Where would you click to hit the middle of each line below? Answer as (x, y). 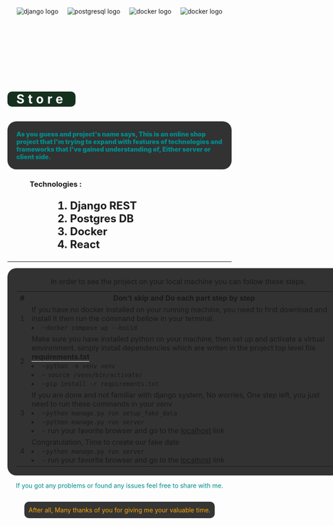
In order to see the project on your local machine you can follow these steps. (178, 281)
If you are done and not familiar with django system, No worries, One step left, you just (176, 395)
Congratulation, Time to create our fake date (106, 442)
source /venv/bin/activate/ (95, 375)
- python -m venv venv (79, 365)
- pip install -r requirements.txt (100, 383)
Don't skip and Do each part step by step (184, 298)
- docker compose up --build (89, 327)
